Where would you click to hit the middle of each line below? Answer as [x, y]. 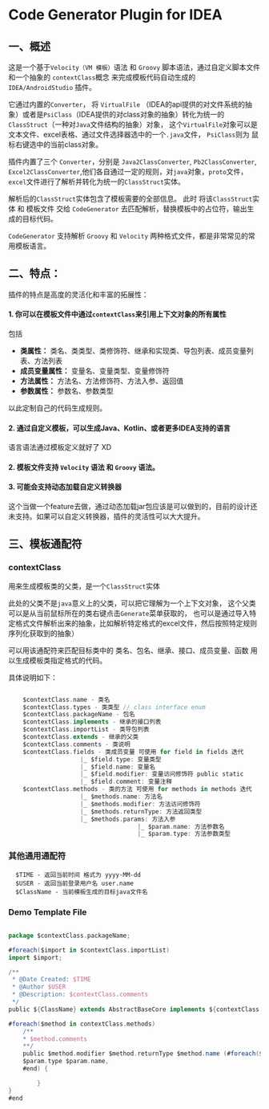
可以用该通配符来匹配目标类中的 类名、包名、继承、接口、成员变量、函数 [128, 650]
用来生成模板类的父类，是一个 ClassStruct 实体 [84, 586]
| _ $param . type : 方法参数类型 [184, 834]
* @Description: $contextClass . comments [80, 995]
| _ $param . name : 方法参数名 [181, 826]
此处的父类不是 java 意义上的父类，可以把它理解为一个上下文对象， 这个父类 [132, 603]
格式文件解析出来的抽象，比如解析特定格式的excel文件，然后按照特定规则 [136, 623]
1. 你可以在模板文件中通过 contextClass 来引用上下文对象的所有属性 [117, 314]
